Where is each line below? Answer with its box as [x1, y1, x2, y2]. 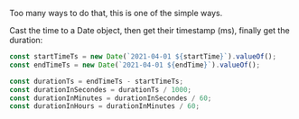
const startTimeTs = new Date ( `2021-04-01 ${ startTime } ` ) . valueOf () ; [9, 52, 277, 61]
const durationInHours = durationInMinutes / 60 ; [9, 102, 201, 111]
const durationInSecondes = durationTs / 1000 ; [9, 85, 192, 94]
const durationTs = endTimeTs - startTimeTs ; [9, 77, 183, 86]
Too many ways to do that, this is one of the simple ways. [9, 8, 223, 18]
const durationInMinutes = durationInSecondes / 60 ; [9, 94, 212, 103]
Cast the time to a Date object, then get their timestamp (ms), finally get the [9, 25, 291, 35]
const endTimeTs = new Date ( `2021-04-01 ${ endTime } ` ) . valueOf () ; [9, 60, 261, 69]
